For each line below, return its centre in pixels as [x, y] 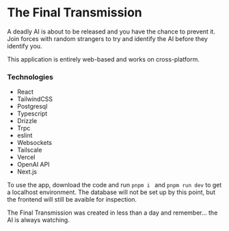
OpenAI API [33, 165]
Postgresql [32, 107]
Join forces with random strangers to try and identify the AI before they [108, 38]
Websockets [35, 143]
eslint [25, 135]
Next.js [27, 172]
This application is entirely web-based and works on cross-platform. [103, 59]
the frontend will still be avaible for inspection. [72, 200]
